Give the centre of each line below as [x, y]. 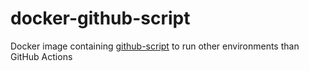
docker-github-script [100, 18]
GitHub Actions [41, 56]
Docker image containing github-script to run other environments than [155, 46]
